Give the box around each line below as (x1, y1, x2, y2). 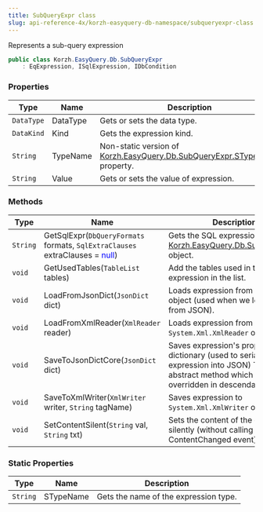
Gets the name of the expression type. (96, 492, 237, 503)
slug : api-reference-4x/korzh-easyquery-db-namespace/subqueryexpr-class (8, 19, 254, 27)
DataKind (12, 129, 45, 137)
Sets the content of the (168, 414, 253, 425)
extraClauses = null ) (44, 249, 118, 260)
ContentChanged (168, 433, 232, 444)
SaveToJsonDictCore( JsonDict (44, 354, 157, 365)
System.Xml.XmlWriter (168, 403, 249, 412)
